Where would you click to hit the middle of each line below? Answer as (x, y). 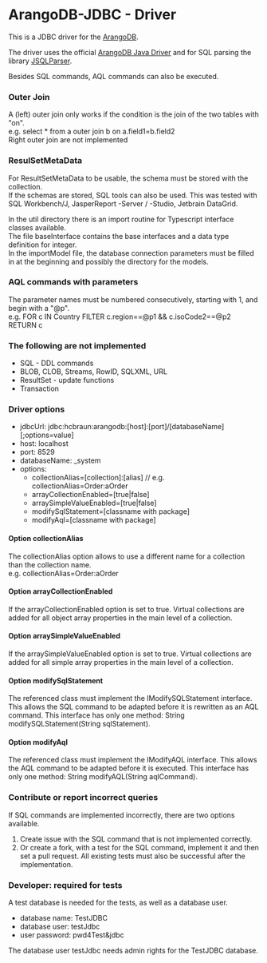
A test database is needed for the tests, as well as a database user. (118, 903)
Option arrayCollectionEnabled (61, 591)
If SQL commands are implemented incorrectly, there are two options (122, 815)
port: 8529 (37, 452)
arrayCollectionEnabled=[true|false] (90, 495)
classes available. (37, 227)
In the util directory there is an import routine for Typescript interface (121, 219)
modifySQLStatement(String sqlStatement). (79, 724)
